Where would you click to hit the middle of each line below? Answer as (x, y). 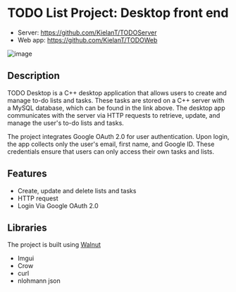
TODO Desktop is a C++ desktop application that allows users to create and (117, 92)
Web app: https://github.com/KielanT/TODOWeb (87, 39)
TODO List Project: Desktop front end (118, 13)
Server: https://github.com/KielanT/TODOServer (87, 32)
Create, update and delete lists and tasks (77, 190)
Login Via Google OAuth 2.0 (58, 205)
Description (33, 76)
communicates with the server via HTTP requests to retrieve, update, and (114, 115)
